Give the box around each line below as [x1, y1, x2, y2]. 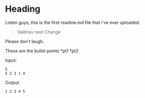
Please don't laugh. [5, 38, 44, 44]
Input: [5, 57, 17, 63]
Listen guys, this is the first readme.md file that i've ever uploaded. [5, 20, 141, 25]
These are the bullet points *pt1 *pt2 [5, 48, 79, 54]
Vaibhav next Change [17, 29, 61, 35]
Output [5, 79, 19, 85]
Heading [5, 3, 41, 15]
